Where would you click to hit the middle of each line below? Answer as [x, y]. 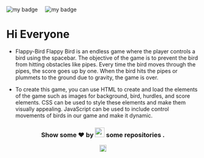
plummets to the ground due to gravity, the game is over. [87, 77]
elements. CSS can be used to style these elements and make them [100, 102]
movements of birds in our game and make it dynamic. [84, 115]
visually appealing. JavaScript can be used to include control [92, 109]
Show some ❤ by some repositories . [103, 135]
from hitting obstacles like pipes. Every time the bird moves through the [105, 64]
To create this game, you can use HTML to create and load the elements [106, 89]
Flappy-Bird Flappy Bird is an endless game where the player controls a [105, 51]
